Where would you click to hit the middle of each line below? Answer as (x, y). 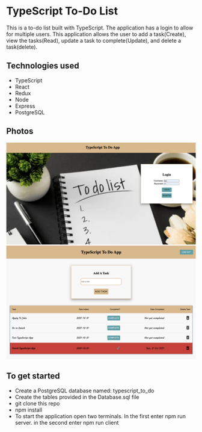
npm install (29, 410)
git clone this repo (37, 403)
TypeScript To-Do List (62, 11)
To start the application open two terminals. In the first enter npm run (100, 416)
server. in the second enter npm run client (67, 422)
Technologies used (43, 66)
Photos (20, 131)
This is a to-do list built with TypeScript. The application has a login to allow (100, 28)
